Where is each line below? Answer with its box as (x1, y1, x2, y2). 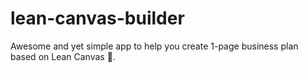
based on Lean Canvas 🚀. (10, 50, 116, 62)
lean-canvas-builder (10, 7, 185, 30)
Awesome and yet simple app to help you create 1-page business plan (10, 40, 299, 52)
